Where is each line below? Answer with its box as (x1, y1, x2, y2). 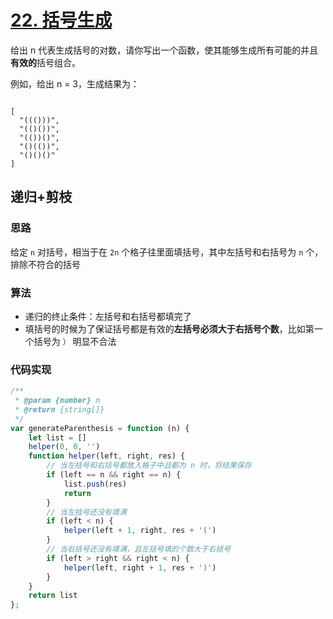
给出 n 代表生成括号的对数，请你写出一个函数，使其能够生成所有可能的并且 (10, 44, 319, 56)
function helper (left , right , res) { (28, 451, 186, 461)
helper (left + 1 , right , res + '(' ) (63, 526, 217, 536)
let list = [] (28, 432, 87, 443)
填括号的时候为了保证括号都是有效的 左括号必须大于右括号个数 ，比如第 (24, 322, 315, 335)
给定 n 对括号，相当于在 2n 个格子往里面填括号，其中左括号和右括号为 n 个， (10, 246, 324, 258)
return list (28, 591, 78, 601)
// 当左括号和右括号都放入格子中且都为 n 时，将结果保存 (46, 461, 252, 471)
